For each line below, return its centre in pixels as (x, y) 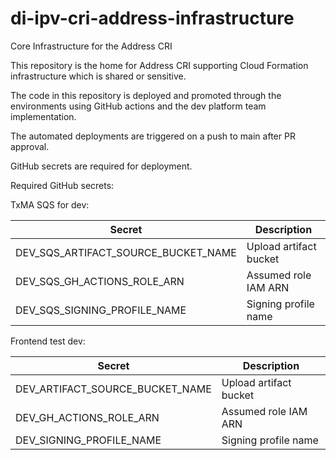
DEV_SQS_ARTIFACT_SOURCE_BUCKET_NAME (126, 252)
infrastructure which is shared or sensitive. (98, 76)
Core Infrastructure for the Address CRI (91, 46)
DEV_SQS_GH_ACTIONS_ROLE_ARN (100, 281)
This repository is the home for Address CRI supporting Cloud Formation (159, 65)
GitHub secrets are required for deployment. (101, 166)
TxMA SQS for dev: (50, 204)
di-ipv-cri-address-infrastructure (152, 18)
